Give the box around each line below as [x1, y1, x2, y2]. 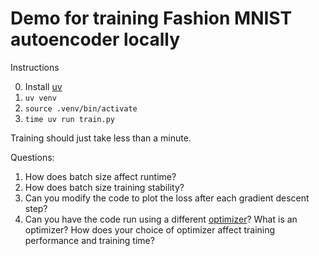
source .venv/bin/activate [24, 103, 138, 114]
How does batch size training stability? [24, 181, 185, 193]
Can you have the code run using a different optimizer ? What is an [24, 213, 298, 225]
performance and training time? [24, 234, 155, 246]
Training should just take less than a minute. [10, 132, 192, 144]
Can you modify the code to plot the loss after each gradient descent [24, 192, 310, 204]
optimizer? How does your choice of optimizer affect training [24, 223, 276, 236]
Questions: [10, 151, 55, 163]
